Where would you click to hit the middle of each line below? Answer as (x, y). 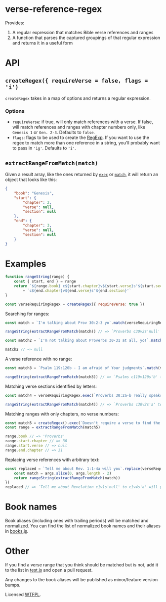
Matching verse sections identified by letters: (51, 386)
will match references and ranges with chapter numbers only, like (79, 127)
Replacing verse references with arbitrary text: (52, 460)
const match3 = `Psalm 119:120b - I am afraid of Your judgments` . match (82, 368)
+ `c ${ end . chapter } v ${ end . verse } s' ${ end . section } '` (77, 290)
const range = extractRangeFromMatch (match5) (53, 427)
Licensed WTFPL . (23, 595)
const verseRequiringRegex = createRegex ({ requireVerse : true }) (75, 304)
